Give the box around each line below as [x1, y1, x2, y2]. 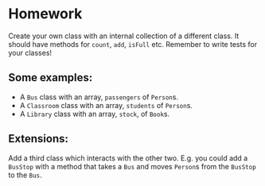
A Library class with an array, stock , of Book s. [19, 109, 170, 118]
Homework [8, 5, 83, 23]
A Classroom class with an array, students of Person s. [19, 100, 193, 110]
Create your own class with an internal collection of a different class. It [8, 31, 240, 41]
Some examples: [8, 71, 93, 84]
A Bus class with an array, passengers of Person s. [19, 92, 179, 102]
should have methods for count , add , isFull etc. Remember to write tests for [8, 39, 257, 48]
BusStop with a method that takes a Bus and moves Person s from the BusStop [8, 161, 256, 171]
